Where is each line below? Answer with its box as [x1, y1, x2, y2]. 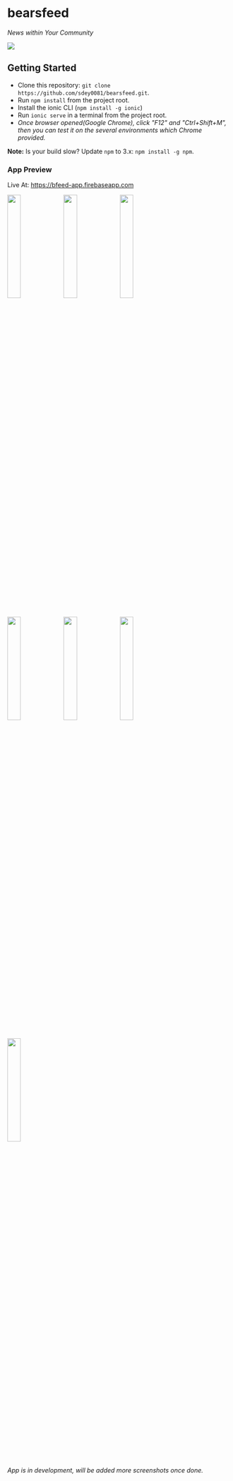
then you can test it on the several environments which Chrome [17, 126, 203, 134]
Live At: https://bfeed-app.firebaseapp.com [7, 181, 134, 189]
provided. [17, 133, 46, 142]
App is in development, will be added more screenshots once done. [7, 1465, 203, 1474]
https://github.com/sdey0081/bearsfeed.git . [17, 88, 150, 97]
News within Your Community [7, 28, 94, 37]
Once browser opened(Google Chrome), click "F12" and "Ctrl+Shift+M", [17, 118, 227, 126]
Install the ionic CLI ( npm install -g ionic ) [17, 103, 143, 112]
